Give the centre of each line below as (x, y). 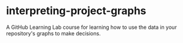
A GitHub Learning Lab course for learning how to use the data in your (91, 27)
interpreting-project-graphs (76, 11)
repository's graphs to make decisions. (53, 33)
